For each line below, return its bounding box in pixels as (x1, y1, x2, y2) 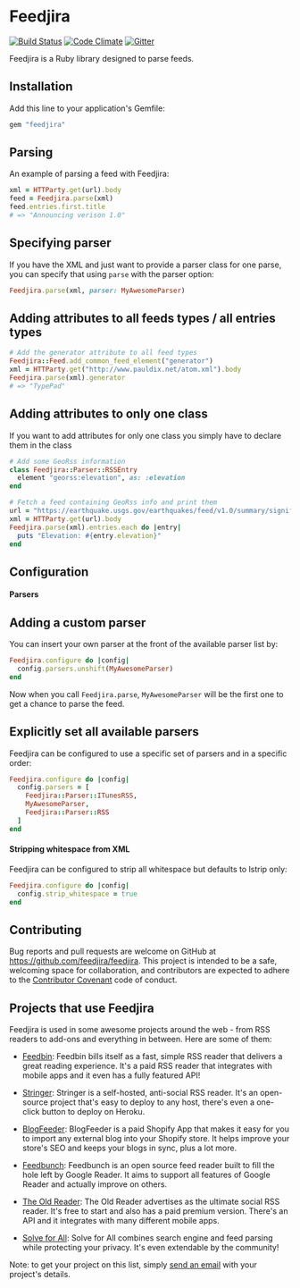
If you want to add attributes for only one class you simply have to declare (9, 430, 282, 441)
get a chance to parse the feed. (9, 698, 125, 709)
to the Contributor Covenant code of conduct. (9, 974, 178, 985)
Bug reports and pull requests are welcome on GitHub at (9, 946, 217, 957)
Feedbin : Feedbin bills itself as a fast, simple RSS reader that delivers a (21, 1051, 283, 1062)
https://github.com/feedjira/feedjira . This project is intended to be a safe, (9, 955, 278, 966)
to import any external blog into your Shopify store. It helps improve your (21, 1133, 290, 1144)
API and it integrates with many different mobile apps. (21, 1216, 221, 1226)
